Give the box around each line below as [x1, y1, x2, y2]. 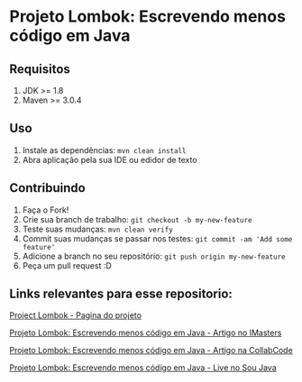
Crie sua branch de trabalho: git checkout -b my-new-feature [22, 214, 252, 224]
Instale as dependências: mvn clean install [22, 144, 187, 155]
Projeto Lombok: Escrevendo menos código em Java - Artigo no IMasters [9, 327, 282, 339]
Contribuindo [9, 180, 86, 196]
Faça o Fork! [22, 205, 69, 215]
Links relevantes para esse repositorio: [9, 286, 233, 302]
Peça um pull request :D [22, 259, 113, 271]
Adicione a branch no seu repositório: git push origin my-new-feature [22, 250, 286, 261]
